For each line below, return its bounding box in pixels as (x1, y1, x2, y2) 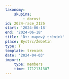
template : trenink (5, 48, 43, 53)
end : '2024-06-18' (5, 30, 43, 35)
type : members (14, 62, 43, 67)
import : (5, 57, 21, 62)
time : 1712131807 (14, 67, 50, 72)
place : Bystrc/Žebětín (5, 39, 52, 44)
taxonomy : (5, 7, 26, 12)
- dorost (23, 16, 41, 21)
